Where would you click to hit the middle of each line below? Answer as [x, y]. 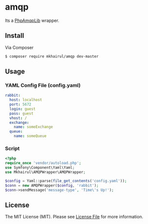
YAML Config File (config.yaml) [43, 85]
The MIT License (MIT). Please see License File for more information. [74, 217]
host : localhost [26, 100]
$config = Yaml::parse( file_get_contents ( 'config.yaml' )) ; [66, 181]
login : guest [23, 109]
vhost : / [18, 118]
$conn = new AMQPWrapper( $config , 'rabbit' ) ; [52, 185]
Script [12, 148]
